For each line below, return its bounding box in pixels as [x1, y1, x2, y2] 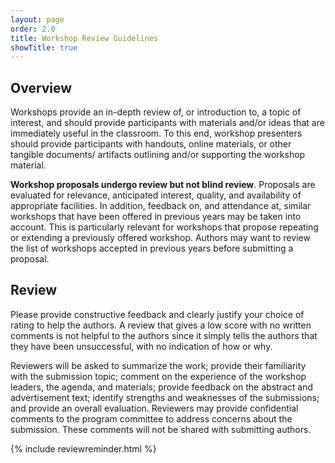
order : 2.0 [10, 24, 56, 34]
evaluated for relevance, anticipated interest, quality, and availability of [10, 189, 302, 201]
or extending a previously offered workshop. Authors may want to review [10, 232, 311, 244]
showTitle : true [10, 42, 78, 53]
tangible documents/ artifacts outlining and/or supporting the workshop [10, 149, 306, 161]
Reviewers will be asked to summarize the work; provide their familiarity [10, 359, 307, 371]
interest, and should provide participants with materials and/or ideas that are [10, 117, 325, 129]
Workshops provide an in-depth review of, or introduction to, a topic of [10, 106, 302, 118]
